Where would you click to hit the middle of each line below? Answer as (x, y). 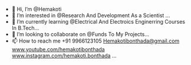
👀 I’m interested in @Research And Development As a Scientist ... (91, 15)
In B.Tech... (25, 28)
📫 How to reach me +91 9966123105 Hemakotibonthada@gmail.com (95, 41)
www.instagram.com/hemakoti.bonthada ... (64, 56)
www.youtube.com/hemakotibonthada (58, 49)
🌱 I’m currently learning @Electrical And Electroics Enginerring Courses (98, 22)
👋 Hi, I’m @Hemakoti (37, 9)
